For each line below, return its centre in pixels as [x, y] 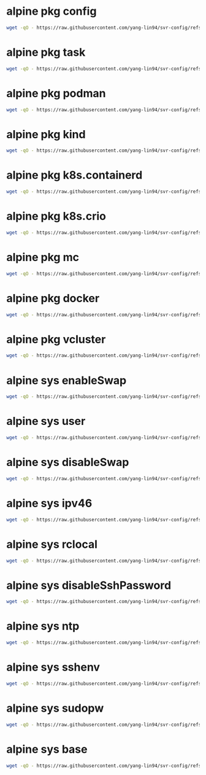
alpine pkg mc [43, 258]
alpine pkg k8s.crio [56, 216]
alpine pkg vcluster [56, 339]
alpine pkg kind [46, 134]
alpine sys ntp [43, 626]
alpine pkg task [46, 52]
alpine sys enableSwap [67, 380]
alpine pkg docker [53, 298]
